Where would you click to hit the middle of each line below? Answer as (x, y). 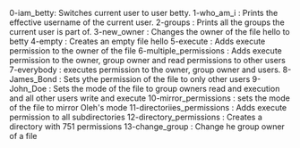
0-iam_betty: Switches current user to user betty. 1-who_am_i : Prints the (144, 13)
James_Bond (33, 79)
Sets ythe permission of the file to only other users (157, 79)
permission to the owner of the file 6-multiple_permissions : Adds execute (146, 51)
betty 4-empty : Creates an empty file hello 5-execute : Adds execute (137, 41)
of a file (23, 136)
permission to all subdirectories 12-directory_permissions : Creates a (136, 117)
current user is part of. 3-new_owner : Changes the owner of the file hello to (150, 32)
